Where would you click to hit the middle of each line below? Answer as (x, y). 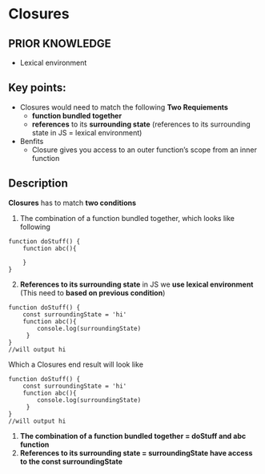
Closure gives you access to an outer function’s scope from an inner (145, 150)
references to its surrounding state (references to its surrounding (141, 124)
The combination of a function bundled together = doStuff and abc (133, 436)
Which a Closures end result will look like (76, 364)
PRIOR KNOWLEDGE (60, 44)
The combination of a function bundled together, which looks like (127, 218)
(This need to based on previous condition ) (92, 292)
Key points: (37, 88)
